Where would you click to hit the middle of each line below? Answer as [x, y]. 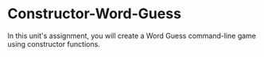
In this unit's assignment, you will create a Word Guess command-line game [132, 36]
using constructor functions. [54, 44]
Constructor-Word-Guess [95, 14]
